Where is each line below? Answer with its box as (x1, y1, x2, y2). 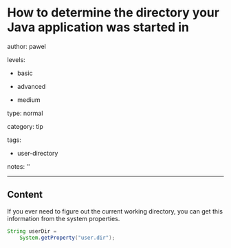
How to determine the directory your (7, 5, 220, 21)
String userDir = (7, 227, 57, 235)
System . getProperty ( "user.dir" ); (19, 234, 115, 241)
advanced (16, 82, 46, 90)
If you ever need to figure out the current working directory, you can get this (7, 207, 223, 215)
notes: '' (7, 162, 31, 170)
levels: (7, 55, 25, 63)
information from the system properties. (7, 214, 120, 223)
